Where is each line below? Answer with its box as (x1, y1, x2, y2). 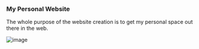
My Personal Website (6, 5, 71, 13)
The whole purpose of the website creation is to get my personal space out (6, 19, 193, 26)
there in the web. (6, 24, 48, 32)
